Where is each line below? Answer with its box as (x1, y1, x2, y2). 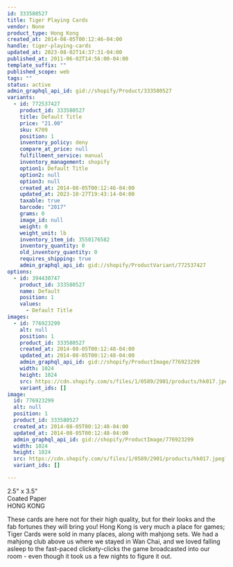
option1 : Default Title (19, 164, 89, 172)
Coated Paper (7, 494, 47, 502)
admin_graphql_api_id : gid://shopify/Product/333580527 (7, 87, 172, 94)
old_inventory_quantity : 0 (19, 249, 98, 256)
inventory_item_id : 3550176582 (19, 236, 110, 243)
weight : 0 (19, 223, 49, 230)
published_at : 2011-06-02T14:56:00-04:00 (7, 56, 129, 62)
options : (7, 268, 33, 275)
